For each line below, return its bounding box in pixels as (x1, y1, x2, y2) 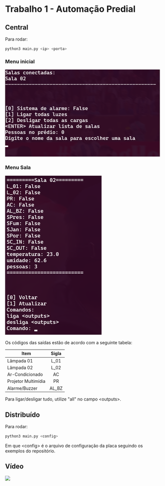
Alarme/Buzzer (7, 385, 38, 391)
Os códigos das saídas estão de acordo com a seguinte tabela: (5, 339, 133, 345)
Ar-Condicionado (7, 371, 43, 377)
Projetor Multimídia (7, 378, 46, 384)
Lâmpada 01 (7, 358, 33, 364)
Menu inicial (5, 58, 35, 65)
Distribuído (5, 410, 40, 419)
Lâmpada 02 (7, 364, 33, 370)
